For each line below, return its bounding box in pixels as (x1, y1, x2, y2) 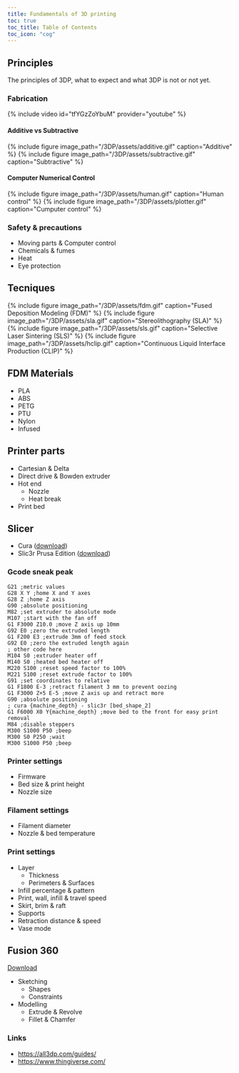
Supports (17, 909, 45, 917)
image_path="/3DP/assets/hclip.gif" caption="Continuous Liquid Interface (7, 339, 226, 347)
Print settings (7, 847, 56, 857)
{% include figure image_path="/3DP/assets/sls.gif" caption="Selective (7, 324, 218, 332)
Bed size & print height (17, 779, 85, 788)
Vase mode (17, 924, 51, 932)
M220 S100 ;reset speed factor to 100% (7, 664, 126, 672)
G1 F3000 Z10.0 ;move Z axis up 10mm (7, 621, 120, 628)
